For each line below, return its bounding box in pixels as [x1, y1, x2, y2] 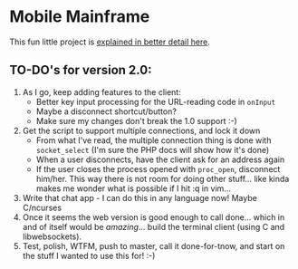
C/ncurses [22, 202, 62, 213]
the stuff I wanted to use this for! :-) [22, 250, 156, 261]
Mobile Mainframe [9, 6, 150, 27]
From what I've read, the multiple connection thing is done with [35, 134, 272, 146]
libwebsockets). [22, 231, 82, 242]
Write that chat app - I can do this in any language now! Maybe [22, 192, 258, 203]
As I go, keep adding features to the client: [22, 86, 181, 97]
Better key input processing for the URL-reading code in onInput [35, 96, 276, 107]
